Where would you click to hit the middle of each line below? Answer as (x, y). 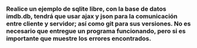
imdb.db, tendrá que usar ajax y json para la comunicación (92, 16)
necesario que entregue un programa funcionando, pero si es (96, 31)
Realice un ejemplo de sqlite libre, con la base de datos (86, 9)
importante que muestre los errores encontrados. (79, 39)
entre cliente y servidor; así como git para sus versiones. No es (98, 24)
